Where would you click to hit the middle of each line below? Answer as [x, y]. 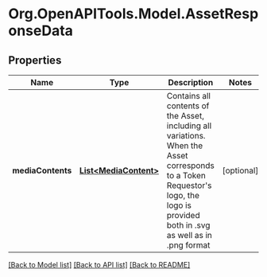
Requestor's [189, 185]
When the [185, 146]
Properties [35, 60]
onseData [41, 31]
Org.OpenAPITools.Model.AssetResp [133, 14]
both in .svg [188, 225]
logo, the [183, 195]
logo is [179, 205]
